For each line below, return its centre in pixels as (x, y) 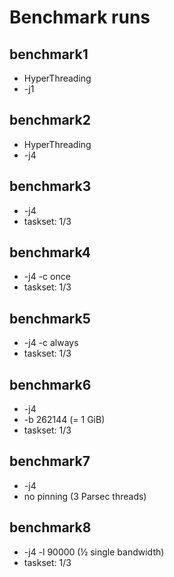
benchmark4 (50, 252)
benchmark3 (50, 186)
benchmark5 (50, 318)
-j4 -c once (47, 277)
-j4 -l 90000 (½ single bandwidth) (94, 552)
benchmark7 (50, 461)
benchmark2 (50, 120)
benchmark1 (49, 54)
